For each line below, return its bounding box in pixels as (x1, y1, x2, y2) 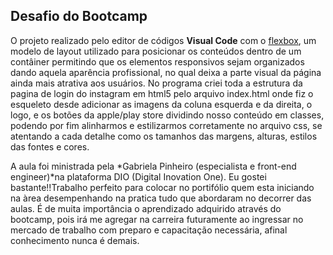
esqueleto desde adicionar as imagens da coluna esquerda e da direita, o (10, 98, 313, 110)
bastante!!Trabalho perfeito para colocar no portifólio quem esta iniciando (10, 181, 315, 193)
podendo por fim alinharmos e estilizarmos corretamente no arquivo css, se (10, 119, 323, 131)
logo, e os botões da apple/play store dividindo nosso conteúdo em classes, (10, 109, 325, 121)
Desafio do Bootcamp (10, 8, 148, 25)
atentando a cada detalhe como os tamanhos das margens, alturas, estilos (10, 130, 318, 142)
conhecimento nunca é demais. (10, 234, 140, 246)
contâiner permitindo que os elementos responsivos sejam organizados (10, 55, 305, 68)
